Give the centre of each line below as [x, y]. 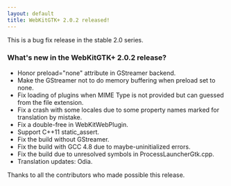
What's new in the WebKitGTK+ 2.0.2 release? [87, 58]
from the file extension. [50, 102]
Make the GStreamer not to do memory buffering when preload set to [116, 80]
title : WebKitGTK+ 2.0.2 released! [59, 20]
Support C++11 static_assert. [58, 132]
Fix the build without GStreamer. [63, 139]
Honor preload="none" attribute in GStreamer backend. [96, 73]
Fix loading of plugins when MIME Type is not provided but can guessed [120, 95]
